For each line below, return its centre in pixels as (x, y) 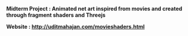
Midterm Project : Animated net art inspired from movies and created (94, 9)
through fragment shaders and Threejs (56, 15)
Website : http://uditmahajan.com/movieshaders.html (76, 27)
